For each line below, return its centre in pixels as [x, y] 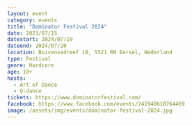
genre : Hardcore [31, 65]
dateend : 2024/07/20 [37, 46]
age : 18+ [20, 72]
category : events [32, 20]
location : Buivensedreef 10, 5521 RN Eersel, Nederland [90, 53]
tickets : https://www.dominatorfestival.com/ [74, 98]
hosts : [17, 78]
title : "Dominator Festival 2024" [57, 26]
